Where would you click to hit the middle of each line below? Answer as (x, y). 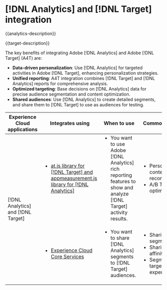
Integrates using (70, 123)
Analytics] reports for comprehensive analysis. (60, 84)
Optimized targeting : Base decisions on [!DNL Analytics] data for (79, 89)
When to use (119, 123)
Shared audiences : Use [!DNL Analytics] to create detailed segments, (84, 99)
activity (119, 212)
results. (119, 218)
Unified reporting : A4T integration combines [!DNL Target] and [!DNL (83, 78)
